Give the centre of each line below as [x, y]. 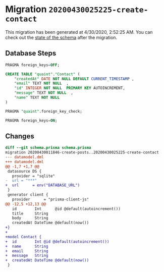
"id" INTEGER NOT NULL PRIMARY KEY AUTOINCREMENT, [70, 88]
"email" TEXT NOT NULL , [42, 84]
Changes [20, 136]
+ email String [27, 251]
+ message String [27, 256]
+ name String [27, 246]
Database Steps [31, 53]
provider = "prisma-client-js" [50, 199]
